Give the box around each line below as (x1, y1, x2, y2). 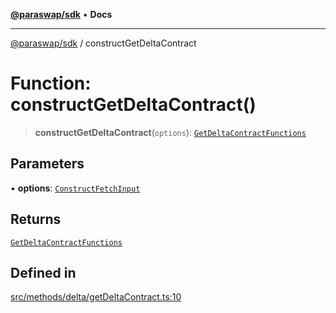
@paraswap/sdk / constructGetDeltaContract (10, 37, 197, 49)
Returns (10, 211, 62, 228)
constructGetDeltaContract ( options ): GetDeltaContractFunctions (34, 126, 307, 138)
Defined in (10, 264, 77, 281)
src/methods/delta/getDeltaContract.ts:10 (10, 291, 182, 303)
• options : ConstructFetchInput (10, 182, 141, 194)
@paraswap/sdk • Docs (10, 9, 113, 20)
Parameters (10, 155, 85, 173)
